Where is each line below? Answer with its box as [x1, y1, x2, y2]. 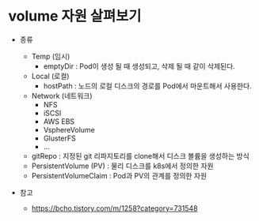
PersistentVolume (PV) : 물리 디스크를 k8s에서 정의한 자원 [31, 161, 214, 170]
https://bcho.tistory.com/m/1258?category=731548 [31, 203, 198, 213]
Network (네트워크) [31, 91, 93, 100]
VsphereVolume [43, 125, 95, 134]
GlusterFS [43, 133, 77, 143]
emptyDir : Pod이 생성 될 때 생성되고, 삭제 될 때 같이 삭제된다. [43, 61, 235, 71]
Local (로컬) [31, 71, 70, 81]
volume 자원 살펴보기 [8, 7, 142, 25]
